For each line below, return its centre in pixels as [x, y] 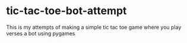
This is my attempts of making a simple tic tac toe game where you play [94, 27]
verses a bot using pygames [41, 33]
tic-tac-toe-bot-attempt [66, 11]
